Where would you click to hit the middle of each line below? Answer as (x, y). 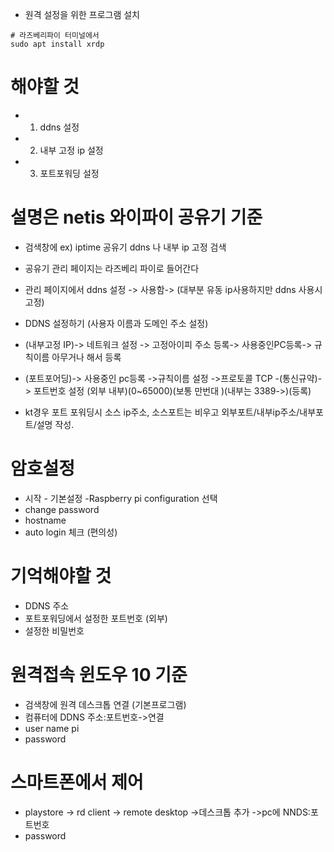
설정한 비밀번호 (54, 630)
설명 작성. (55, 424)
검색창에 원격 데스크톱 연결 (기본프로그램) (105, 704)
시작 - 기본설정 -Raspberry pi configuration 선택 (121, 498)
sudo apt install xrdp (57, 44)
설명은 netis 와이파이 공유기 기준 (136, 217)
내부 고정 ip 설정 (71, 150)
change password (62, 509)
